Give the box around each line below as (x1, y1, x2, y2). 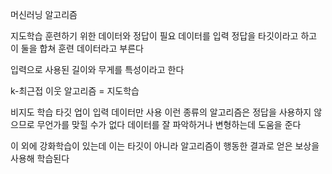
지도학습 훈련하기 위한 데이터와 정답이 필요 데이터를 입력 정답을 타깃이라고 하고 (10, 30, 318, 42)
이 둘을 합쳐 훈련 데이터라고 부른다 (10, 43, 144, 54)
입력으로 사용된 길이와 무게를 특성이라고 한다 (10, 64, 185, 75)
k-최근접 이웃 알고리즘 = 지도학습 (10, 85, 140, 97)
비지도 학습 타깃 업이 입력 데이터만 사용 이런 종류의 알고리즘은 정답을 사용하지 (10, 106, 312, 118)
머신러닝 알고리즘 (10, 9, 78, 20)
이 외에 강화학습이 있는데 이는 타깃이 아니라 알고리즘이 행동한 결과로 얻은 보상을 (10, 140, 320, 152)
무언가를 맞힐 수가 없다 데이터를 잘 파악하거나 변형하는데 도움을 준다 (36, 119, 302, 130)
